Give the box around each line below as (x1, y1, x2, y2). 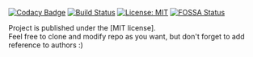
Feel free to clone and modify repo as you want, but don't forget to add (8, 32, 245, 41)
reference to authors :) (8, 40, 83, 50)
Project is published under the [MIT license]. (8, 23, 156, 32)
